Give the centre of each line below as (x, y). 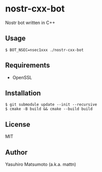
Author (16, 152)
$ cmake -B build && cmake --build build (49, 109)
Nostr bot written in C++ (30, 23)
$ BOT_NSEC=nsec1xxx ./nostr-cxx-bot (44, 50)
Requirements (27, 65)
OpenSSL (22, 77)
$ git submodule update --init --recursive (51, 105)
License (18, 124)
